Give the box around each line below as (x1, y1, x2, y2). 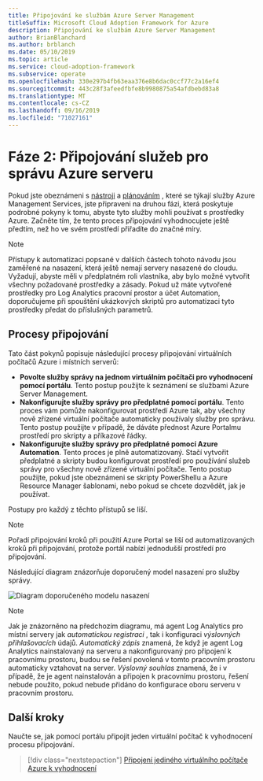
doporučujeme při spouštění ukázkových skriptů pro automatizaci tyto (8, 296, 235, 305)
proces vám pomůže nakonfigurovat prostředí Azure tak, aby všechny (19, 405, 246, 415)
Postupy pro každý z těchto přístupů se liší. (8, 505, 148, 514)
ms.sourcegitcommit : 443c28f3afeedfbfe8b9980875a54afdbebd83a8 (8, 84, 220, 93)
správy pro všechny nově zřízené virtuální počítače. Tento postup (19, 464, 232, 473)
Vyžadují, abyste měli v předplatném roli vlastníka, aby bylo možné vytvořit (8, 271, 250, 280)
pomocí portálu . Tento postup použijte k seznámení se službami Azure (19, 380, 250, 390)
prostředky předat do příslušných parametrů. (8, 305, 153, 314)
